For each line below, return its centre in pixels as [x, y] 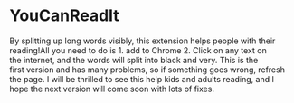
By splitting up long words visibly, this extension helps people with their [142, 41]
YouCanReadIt [64, 16]
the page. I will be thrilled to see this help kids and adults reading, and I [142, 79]
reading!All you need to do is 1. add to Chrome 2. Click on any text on [138, 50]
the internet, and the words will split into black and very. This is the [134, 60]
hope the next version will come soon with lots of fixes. [112, 89]
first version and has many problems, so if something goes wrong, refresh [147, 70]
